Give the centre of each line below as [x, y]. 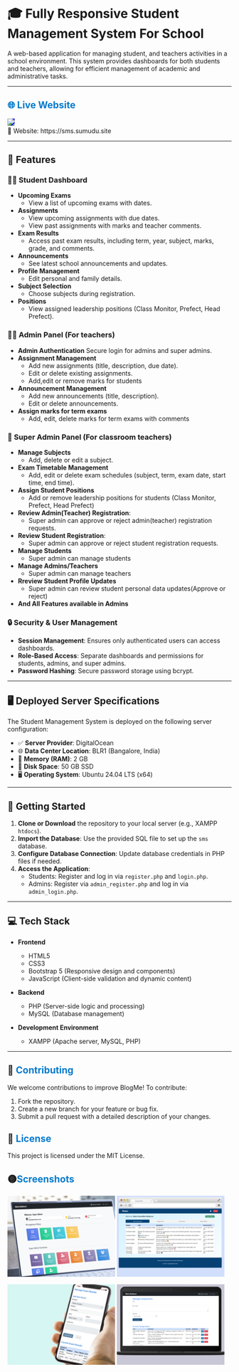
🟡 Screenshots [41, 1179]
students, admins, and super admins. [72, 663]
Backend [31, 992]
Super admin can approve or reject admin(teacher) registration [120, 521]
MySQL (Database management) [76, 1013]
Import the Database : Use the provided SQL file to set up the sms [113, 838]
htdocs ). [29, 830]
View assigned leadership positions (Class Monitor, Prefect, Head [124, 309]
